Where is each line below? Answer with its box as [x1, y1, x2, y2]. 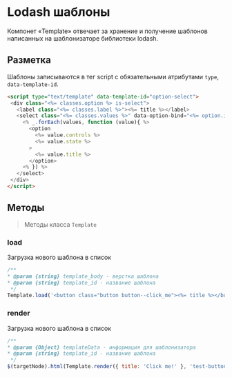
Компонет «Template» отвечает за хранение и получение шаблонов [7, 27, 209, 35]
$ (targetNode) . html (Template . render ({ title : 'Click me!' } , [7, 363, 187, 370]
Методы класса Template [23, 220, 97, 228]
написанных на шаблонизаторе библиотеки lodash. [7, 34, 159, 42]
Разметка [7, 54, 52, 66]
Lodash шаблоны [7, 4, 110, 20]
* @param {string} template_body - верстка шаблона [7, 273, 159, 280]
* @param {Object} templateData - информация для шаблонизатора [7, 344, 196, 351]
